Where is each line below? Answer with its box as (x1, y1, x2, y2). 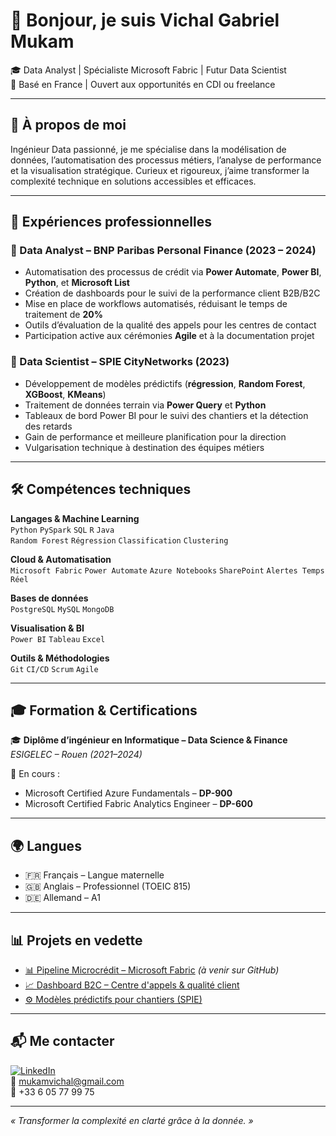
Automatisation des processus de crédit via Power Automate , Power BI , (24, 266, 322, 278)
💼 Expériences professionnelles (10, 214, 212, 231)
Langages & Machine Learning (10, 512, 140, 524)
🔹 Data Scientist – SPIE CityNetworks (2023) (10, 355, 230, 369)
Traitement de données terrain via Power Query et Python (24, 399, 267, 411)
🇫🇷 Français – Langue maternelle (24, 869, 165, 881)
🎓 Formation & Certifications (10, 702, 198, 719)
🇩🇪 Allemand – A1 (24, 892, 101, 904)
